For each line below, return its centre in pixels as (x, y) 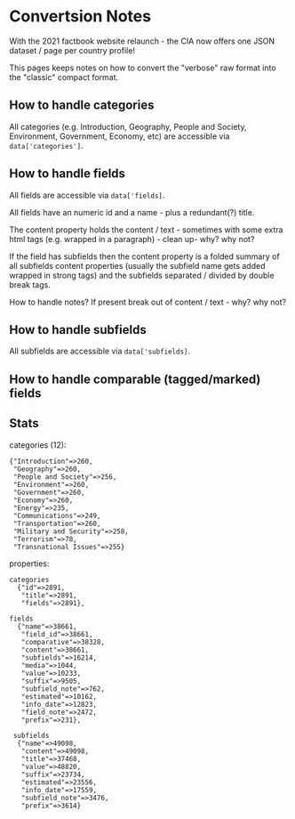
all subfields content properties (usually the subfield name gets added (137, 265)
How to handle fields (68, 174)
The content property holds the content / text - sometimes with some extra (146, 230)
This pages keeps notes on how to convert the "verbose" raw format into (143, 68)
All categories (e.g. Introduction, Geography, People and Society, (128, 126)
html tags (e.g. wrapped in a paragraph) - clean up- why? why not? (132, 239)
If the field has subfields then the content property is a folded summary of (144, 256)
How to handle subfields (78, 330)
